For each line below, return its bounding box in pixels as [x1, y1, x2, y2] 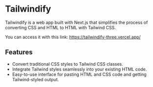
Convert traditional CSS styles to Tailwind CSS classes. [12, 61, 123, 67]
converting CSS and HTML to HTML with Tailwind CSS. [5, 24, 116, 30]
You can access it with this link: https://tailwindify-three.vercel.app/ [5, 34, 141, 40]
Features [5, 48, 33, 56]
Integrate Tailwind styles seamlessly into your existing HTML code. [12, 66, 147, 72]
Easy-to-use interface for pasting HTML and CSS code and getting [12, 71, 147, 77]
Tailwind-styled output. [12, 76, 59, 82]
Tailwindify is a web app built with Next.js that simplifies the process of [5, 19, 148, 25]
